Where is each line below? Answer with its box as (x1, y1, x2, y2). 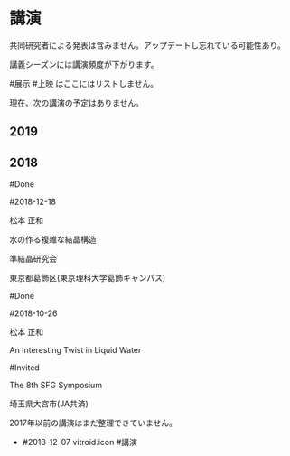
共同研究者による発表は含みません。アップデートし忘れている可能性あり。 (9, 40, 286, 51)
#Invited (9, 362, 41, 373)
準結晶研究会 (9, 254, 57, 265)
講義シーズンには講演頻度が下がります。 (9, 59, 159, 70)
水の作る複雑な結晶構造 (9, 234, 97, 245)
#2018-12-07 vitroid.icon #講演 (22, 437, 138, 448)
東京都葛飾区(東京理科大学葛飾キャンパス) (9, 273, 166, 284)
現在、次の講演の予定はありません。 (9, 97, 145, 108)
